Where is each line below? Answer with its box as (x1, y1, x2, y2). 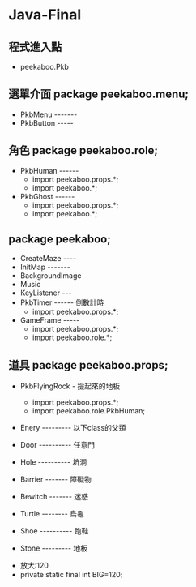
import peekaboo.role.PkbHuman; (32, 406, 146, 416)
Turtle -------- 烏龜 (19, 509, 85, 519)
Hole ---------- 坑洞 (19, 457, 87, 467)
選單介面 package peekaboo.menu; (8, 88, 189, 101)
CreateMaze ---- (19, 254, 77, 264)
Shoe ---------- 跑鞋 (19, 526, 89, 536)
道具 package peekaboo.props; (8, 358, 168, 372)
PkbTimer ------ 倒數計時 (19, 298, 104, 307)
